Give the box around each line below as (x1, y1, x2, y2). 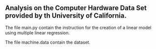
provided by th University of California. (5, 12, 127, 20)
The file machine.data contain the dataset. (5, 39, 91, 45)
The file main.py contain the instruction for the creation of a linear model (5, 24, 152, 30)
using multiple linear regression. (5, 29, 70, 36)
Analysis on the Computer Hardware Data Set (5, 4, 147, 12)
